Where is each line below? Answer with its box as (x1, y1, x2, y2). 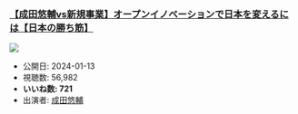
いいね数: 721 (22, 83, 73, 94)
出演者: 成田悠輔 (22, 95, 84, 106)
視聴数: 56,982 (22, 72, 79, 83)
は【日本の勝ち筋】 (9, 21, 94, 33)
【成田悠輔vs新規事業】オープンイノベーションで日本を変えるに (9, 7, 289, 20)
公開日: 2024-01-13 (22, 61, 95, 71)
